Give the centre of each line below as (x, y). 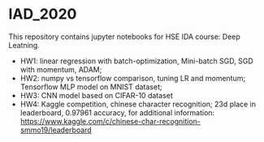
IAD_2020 (43, 14)
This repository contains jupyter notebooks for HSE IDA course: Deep (125, 37)
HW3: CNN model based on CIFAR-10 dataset (96, 95)
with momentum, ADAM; (61, 69)
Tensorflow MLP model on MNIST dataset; (91, 87)
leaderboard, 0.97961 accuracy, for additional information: (117, 112)
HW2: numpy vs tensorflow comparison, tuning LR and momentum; (133, 78)
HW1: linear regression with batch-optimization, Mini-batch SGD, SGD (136, 61)
